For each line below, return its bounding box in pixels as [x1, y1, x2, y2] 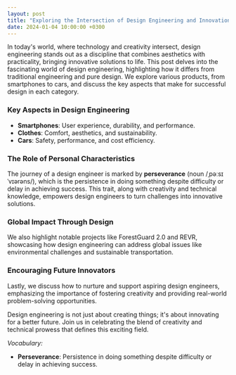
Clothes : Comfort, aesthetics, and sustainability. [17, 128, 158, 137]
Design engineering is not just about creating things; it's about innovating [7, 310, 219, 319]
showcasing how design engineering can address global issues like [7, 241, 202, 249]
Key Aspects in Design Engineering [7, 105, 130, 115]
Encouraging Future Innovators [7, 265, 116, 275]
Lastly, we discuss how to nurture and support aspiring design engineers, [7, 281, 220, 290]
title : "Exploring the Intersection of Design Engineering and [7, 17, 197, 24]
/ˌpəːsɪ [205, 170, 223, 178]
